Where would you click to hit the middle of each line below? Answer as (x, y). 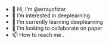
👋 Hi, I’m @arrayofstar (39, 9)
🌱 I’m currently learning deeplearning (57, 22)
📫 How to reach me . (38, 35)
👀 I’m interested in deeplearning (51, 15)
